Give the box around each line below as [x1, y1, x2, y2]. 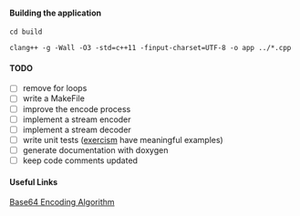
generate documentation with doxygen [22, 144, 169, 155]
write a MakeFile [22, 93, 85, 104]
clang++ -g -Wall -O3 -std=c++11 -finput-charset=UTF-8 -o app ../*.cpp [9, 44, 292, 53]
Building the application [9, 7, 102, 18]
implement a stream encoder [22, 114, 131, 125]
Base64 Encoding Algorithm [9, 197, 116, 208]
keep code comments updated [22, 155, 139, 166]
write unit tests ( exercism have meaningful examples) [22, 134, 223, 145]
